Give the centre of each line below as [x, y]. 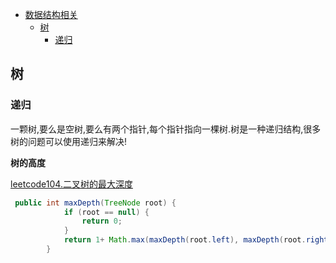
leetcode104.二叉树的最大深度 [71, 184]
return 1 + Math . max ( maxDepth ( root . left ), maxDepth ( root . [185, 240]
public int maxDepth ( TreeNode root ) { [95, 203]
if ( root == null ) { [106, 212]
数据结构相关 [51, 14]
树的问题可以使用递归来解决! [69, 141]
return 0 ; [102, 221]
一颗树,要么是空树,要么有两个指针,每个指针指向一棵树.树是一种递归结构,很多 [166, 129]
